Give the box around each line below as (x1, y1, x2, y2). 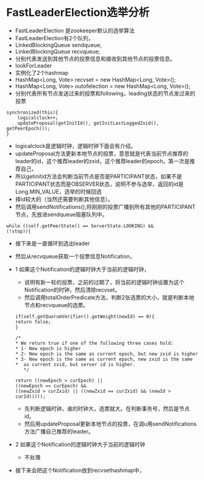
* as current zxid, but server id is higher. (15, 361, 136, 367)
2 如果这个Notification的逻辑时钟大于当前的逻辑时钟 (15, 440, 146, 448)
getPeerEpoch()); (6, 125, 51, 132)
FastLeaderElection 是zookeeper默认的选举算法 (15, 27, 135, 34)
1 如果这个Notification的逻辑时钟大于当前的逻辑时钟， (15, 266, 150, 273)
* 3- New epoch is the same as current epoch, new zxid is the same (15, 356, 193, 362)
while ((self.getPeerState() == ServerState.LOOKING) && (6, 223, 154, 229)
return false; (15, 319, 51, 325)
